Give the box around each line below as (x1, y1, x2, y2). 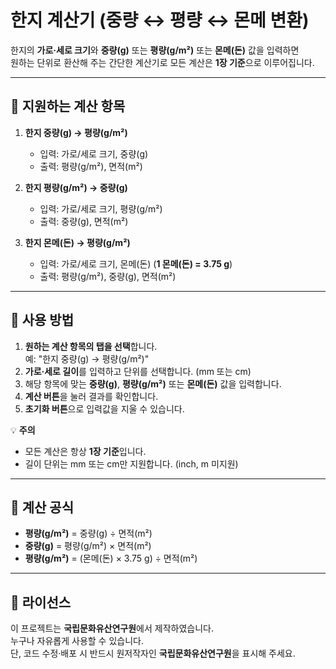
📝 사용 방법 (10, 312, 75, 329)
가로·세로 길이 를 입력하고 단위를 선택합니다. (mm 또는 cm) (24, 365, 252, 377)
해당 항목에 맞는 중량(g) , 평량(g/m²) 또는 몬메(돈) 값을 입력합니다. (24, 377, 282, 390)
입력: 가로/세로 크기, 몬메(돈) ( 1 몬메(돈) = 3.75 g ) (39, 257, 233, 270)
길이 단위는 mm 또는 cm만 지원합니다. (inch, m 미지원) (24, 457, 239, 470)
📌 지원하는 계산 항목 (10, 98, 126, 115)
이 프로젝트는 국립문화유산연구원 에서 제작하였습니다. (10, 622, 214, 635)
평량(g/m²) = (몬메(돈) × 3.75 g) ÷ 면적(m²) (24, 552, 198, 565)
